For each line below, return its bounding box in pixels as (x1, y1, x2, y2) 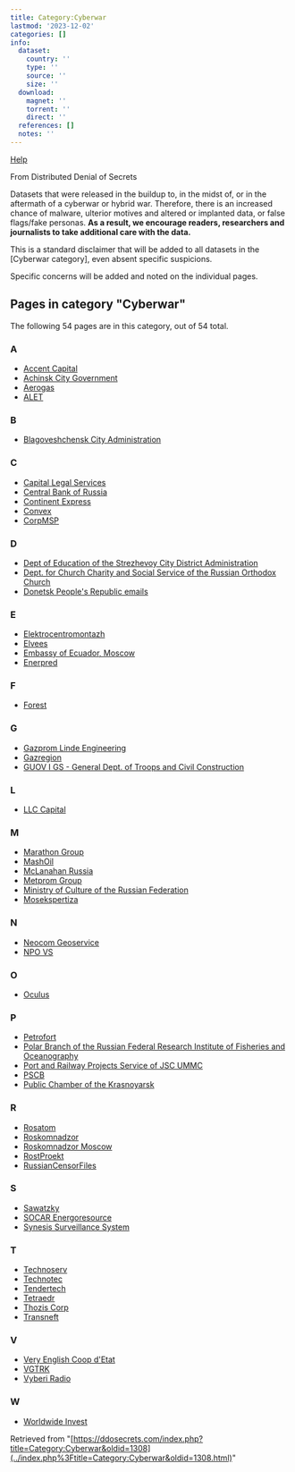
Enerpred (22, 657, 58, 668)
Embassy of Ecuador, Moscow (22, 647, 136, 658)
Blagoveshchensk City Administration (22, 435, 162, 445)
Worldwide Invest (22, 1416, 88, 1426)
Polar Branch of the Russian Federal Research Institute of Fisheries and (22, 1041, 285, 1052)
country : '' (26, 55, 71, 63)
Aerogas (22, 382, 55, 393)
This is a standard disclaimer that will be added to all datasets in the (10, 243, 260, 255)
